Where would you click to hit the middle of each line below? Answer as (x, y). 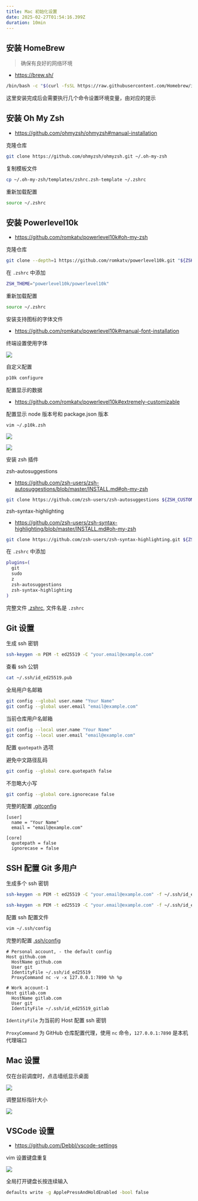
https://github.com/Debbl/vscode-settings (66, 1145)
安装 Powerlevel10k (42, 222)
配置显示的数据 (24, 390)
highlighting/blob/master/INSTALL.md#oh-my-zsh (75, 529)
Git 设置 (20, 628)
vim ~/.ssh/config (29, 928)
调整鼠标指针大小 (27, 1099)
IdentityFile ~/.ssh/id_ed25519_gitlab (60, 1008)
